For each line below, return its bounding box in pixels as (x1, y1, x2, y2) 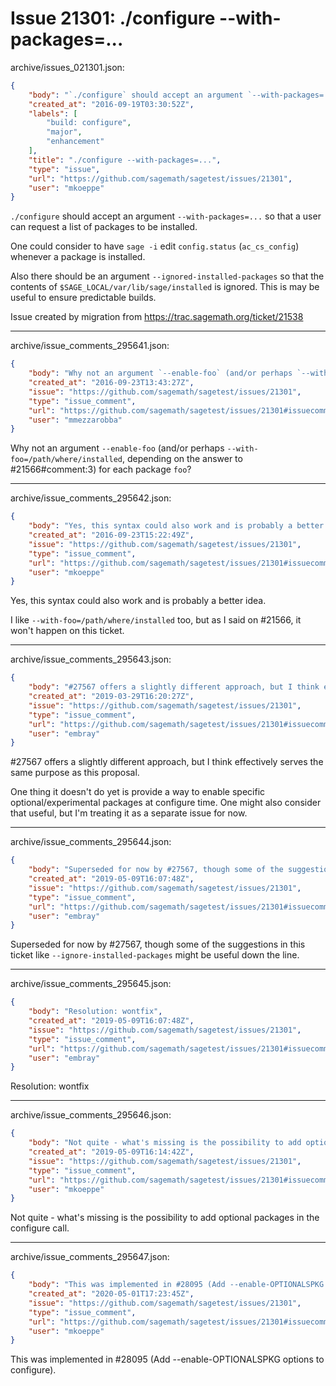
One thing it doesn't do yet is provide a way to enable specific (10, 786, 266, 798)
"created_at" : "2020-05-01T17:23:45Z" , (28, 1289, 195, 1299)
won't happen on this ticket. (10, 625, 125, 637)
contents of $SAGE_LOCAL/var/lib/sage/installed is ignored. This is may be (10, 281, 320, 293)
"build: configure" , (46, 118, 132, 128)
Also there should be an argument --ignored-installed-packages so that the (10, 270, 325, 282)
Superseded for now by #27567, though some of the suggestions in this (10, 938, 306, 951)
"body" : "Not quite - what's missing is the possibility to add (28, 1138, 302, 1148)
